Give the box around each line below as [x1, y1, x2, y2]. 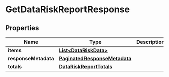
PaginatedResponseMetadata [59, 55, 132, 62]
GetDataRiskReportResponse [5, 4, 130, 15]
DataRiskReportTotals [59, 63, 113, 70]
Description [136, 39, 165, 45]
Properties [5, 24, 39, 32]
